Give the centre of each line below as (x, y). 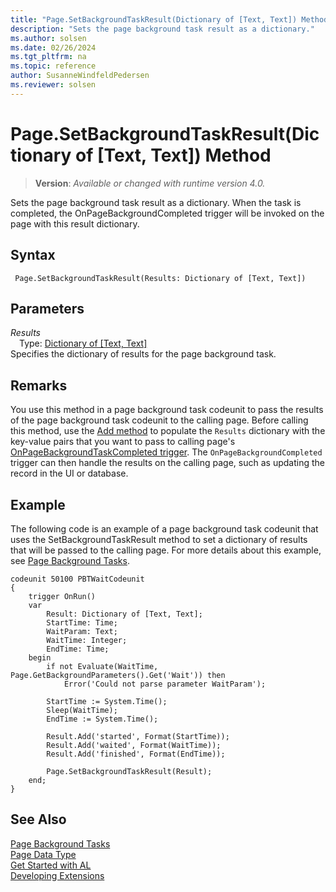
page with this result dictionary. (75, 223)
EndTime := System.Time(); (102, 719)
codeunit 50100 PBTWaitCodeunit (77, 579)
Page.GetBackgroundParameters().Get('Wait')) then (118, 675)
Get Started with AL (51, 865)
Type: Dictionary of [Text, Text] (83, 343)
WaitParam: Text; (82, 631)
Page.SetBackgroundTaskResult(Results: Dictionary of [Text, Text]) (160, 278)
